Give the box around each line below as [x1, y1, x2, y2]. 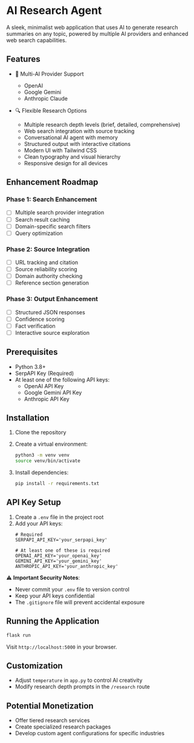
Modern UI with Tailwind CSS [24, 147, 97, 154]
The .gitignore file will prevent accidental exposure [15, 598, 145, 606]
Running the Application [6, 616, 100, 627]
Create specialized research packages [15, 723, 111, 730]
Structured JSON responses [15, 308, 86, 315]
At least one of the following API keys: [15, 376, 110, 383]
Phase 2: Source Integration [6, 245, 90, 253]
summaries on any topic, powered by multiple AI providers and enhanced [6, 30, 189, 37]
